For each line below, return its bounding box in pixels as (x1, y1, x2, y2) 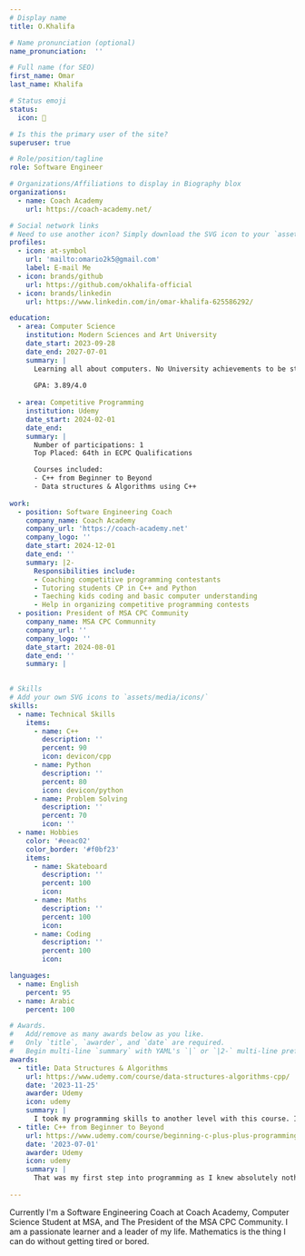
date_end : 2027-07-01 (25, 347, 107, 356)
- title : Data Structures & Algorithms (17, 1063, 169, 1072)
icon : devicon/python (42, 785, 124, 795)
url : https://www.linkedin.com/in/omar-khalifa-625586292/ (25, 297, 254, 306)
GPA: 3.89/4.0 (33, 381, 88, 391)
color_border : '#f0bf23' (25, 844, 120, 854)
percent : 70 (42, 811, 88, 821)
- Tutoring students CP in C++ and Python (33, 583, 197, 593)
